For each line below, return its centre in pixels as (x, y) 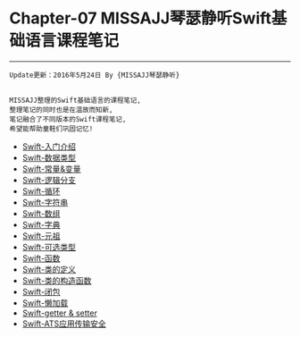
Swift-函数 (41, 258)
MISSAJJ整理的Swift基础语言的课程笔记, (75, 100)
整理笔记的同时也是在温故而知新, (61, 110)
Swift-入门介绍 (49, 146)
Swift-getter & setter (60, 313)
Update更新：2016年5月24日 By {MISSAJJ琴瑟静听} (95, 75)
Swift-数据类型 (49, 157)
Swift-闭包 (41, 291)
